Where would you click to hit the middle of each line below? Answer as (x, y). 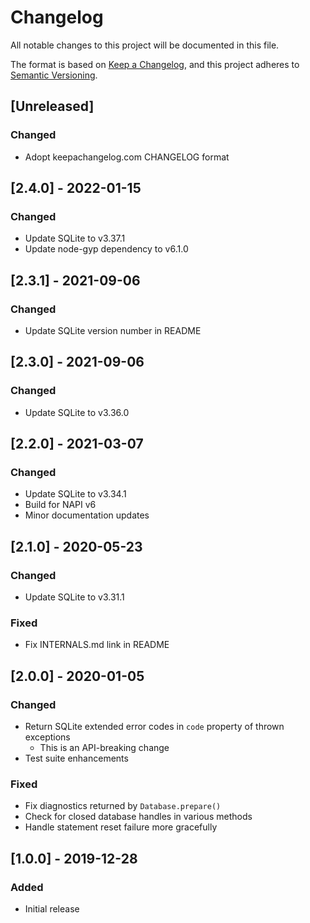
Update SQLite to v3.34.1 (75, 494)
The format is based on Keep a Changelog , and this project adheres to (155, 64)
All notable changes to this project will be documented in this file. (145, 45)
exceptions (47, 737)
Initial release (52, 909)
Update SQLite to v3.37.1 (75, 238)
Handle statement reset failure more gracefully (121, 827)
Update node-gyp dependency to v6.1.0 (106, 249)
